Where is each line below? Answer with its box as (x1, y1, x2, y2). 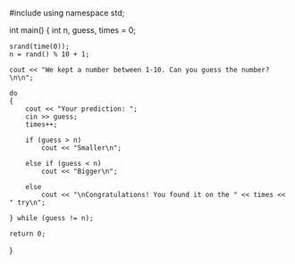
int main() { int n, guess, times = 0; (9, 25, 137, 35)
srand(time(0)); (9, 42, 70, 51)
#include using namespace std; (9, 8, 125, 18)
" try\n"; (9, 198, 46, 207)
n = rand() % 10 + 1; (9, 50, 90, 59)
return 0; (9, 229, 46, 238)
